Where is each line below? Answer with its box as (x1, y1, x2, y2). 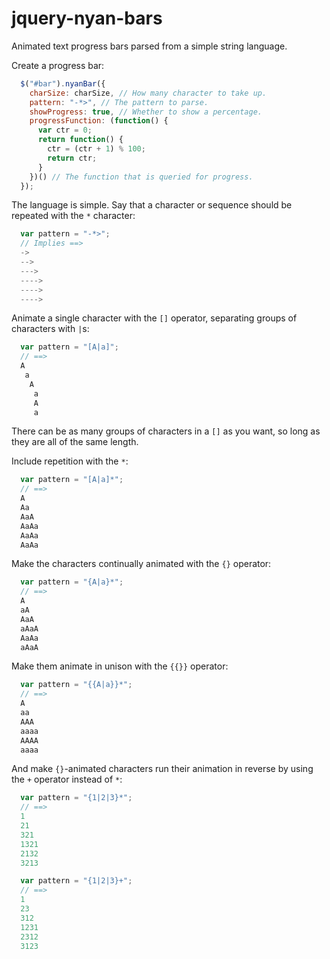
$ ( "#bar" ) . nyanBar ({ (20, 78, 106, 89)
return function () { (37, 135, 124, 145)
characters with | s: (11, 323, 90, 335)
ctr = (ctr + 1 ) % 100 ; (47, 144, 146, 154)
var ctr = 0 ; (37, 125, 93, 136)
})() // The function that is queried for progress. (29, 172, 254, 182)
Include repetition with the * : (11, 455, 129, 467)
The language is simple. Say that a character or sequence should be (11, 199, 293, 211)
